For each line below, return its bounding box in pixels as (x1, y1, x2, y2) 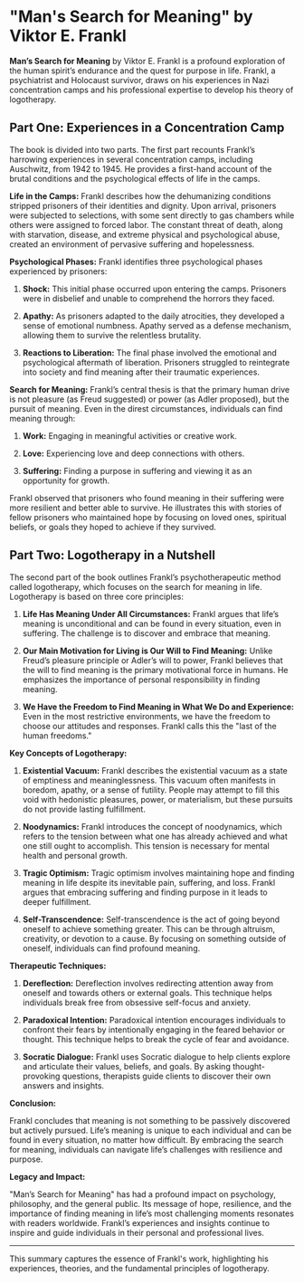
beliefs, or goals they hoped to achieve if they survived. (9, 521, 217, 532)
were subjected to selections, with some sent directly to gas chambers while (9, 210, 295, 221)
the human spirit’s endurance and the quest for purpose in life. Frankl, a (9, 65, 276, 76)
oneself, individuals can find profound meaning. (22, 943, 201, 954)
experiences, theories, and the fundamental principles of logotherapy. (9, 1262, 270, 1273)
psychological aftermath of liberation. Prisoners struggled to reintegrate (22, 356, 290, 367)
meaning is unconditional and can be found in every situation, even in (22, 618, 282, 629)
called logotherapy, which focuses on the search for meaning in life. (9, 581, 262, 592)
